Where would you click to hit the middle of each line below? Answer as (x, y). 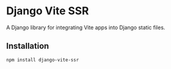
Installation (28, 46)
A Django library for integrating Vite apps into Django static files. (86, 27)
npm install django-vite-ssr (43, 60)
